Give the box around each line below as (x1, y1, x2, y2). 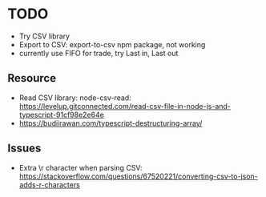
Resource (7, 71, 57, 85)
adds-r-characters (18, 179, 81, 189)
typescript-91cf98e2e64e (18, 110, 105, 119)
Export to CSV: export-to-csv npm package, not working (18, 39, 206, 49)
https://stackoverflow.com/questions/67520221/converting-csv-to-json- (18, 171, 258, 181)
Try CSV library (18, 31, 70, 41)
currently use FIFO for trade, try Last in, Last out (18, 48, 179, 58)
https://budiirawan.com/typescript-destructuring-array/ (18, 118, 203, 128)
